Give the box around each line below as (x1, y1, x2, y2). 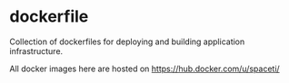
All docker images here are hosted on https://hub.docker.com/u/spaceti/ (9, 63, 280, 74)
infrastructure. (9, 45, 64, 56)
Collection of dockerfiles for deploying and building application (9, 36, 245, 47)
